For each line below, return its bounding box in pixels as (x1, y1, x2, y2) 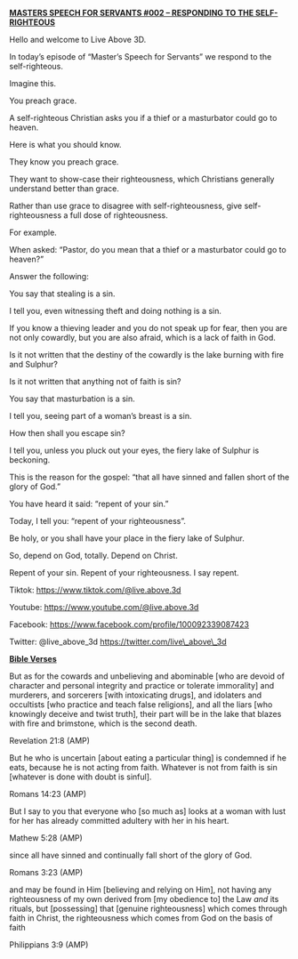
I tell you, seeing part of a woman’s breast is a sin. (9, 411, 192, 421)
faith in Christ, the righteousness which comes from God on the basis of (9, 913, 273, 923)
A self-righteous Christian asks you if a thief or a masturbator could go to (9, 113, 278, 123)
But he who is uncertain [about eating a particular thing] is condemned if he (9, 753, 287, 763)
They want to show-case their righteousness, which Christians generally (9, 173, 275, 184)
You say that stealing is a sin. (9, 288, 116, 299)
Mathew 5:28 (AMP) (9, 833, 83, 843)
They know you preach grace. (9, 157, 119, 167)
